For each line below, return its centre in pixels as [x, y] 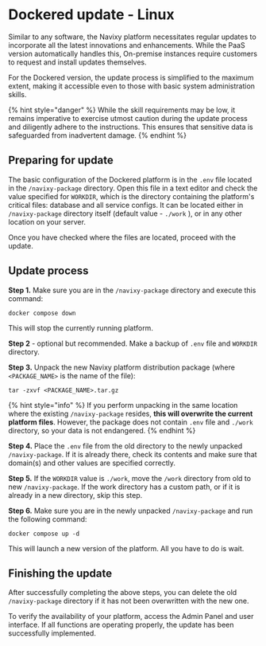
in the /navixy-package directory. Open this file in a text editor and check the [133, 188]
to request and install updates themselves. [77, 62]
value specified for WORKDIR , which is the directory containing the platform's [131, 196]
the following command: [48, 519]
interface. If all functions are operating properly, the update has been [121, 625]
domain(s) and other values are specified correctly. [92, 463]
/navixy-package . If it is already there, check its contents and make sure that [133, 454]
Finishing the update [60, 573]
